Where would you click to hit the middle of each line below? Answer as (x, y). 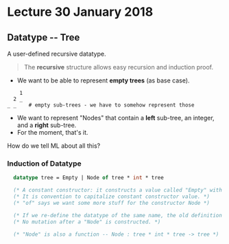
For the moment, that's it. (52, 132)
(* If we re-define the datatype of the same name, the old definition (118, 215)
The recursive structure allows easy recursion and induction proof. (119, 67)
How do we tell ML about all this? (54, 146)
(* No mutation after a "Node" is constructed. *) (87, 222)
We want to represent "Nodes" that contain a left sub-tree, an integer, (116, 118)
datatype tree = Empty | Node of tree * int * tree (89, 178)
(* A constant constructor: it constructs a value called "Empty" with (118, 190)
